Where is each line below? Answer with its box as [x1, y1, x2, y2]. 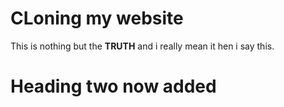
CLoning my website [10, 7, 184, 30]
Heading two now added [10, 75, 217, 98]
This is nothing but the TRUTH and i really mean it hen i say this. [10, 40, 275, 52]
